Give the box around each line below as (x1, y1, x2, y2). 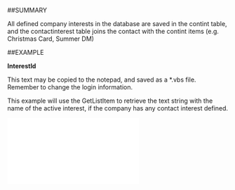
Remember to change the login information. (7, 83, 133, 91)
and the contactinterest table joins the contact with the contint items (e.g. (7, 27, 220, 35)
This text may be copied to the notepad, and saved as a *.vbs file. (7, 75, 196, 84)
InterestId (7, 62, 36, 70)
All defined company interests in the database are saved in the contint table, (7, 20, 227, 27)
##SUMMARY (7, 6, 48, 14)
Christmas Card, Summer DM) (7, 34, 95, 43)
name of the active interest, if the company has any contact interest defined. (7, 104, 229, 112)
